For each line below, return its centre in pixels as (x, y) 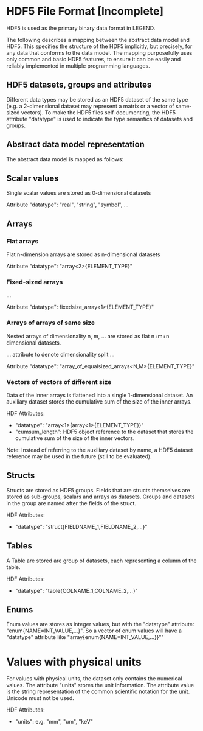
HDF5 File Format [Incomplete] (85, 11)
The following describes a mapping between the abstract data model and (98, 40)
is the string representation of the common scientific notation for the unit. (98, 691)
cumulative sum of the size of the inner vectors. (75, 438)
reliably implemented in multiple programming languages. (78, 66)
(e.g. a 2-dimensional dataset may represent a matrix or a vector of (90, 106)
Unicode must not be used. (40, 698)
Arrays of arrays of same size (51, 323)
